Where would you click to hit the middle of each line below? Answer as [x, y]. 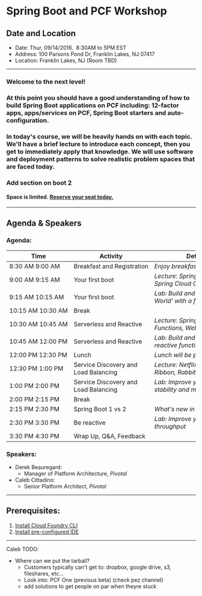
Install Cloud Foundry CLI [46, 525]
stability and [172, 389]
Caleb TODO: [23, 549]
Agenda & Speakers [44, 223]
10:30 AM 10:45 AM [38, 324]
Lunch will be [173, 355]
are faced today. [31, 167]
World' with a [173, 301]
